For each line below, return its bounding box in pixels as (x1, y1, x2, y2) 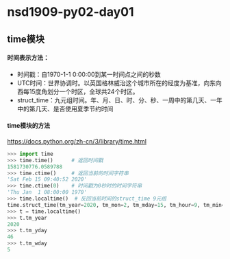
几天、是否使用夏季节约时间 (35, 104, 114, 113)
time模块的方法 (7, 122, 51, 130)
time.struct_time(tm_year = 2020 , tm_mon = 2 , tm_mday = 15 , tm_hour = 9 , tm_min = (7, 201, 225, 208)
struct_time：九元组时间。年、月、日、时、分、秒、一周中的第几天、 (16, 95, 211, 104)
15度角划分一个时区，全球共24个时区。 (29, 87, 139, 95)
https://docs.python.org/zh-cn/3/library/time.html (7, 137, 147, 145)
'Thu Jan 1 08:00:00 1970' (7, 189, 88, 196)
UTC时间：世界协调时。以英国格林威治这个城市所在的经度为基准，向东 (16, 78, 216, 87)
